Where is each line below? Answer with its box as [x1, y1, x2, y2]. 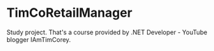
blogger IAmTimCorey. [6, 35, 71, 43]
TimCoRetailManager [6, 5, 133, 21]
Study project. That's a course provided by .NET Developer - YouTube [6, 28, 208, 36]
